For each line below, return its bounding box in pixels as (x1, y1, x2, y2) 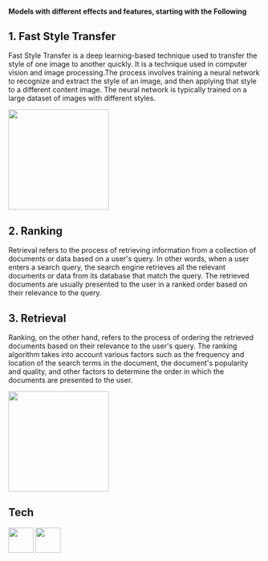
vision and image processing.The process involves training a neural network (8, 68, 261, 78)
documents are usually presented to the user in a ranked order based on (8, 279, 248, 289)
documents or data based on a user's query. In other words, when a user (8, 254, 250, 264)
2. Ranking (8, 224, 63, 238)
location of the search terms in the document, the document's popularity (8, 358, 249, 368)
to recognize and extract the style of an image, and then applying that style (8, 76, 257, 86)
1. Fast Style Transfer (8, 29, 116, 43)
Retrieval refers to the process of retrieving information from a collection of (8, 246, 257, 255)
